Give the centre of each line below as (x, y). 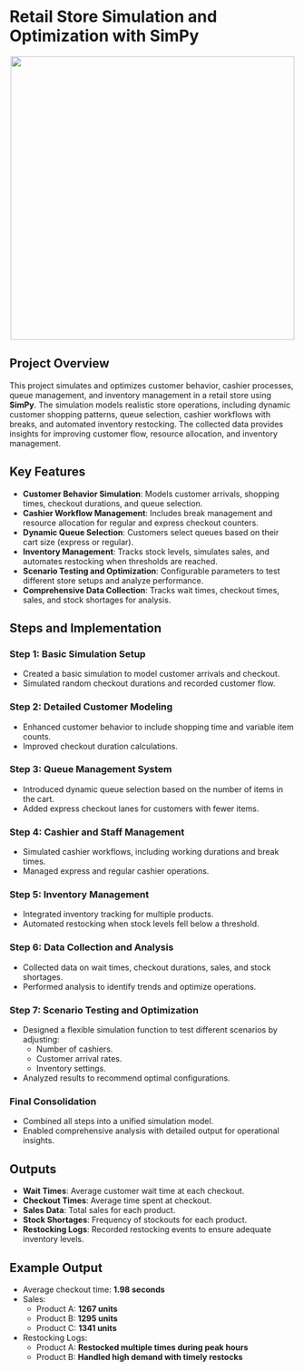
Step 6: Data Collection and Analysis (92, 947)
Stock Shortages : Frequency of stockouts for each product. (135, 1220)
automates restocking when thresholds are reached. (120, 561)
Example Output (56, 1268)
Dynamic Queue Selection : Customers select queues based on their (151, 532)
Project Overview (59, 363)
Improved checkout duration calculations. (100, 746)
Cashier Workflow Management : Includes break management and (147, 513)
